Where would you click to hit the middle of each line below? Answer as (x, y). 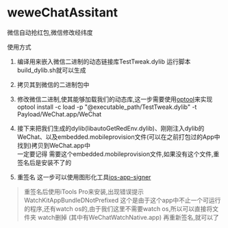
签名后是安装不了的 (44, 162)
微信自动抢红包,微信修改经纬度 (50, 32)
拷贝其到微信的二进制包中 (53, 84)
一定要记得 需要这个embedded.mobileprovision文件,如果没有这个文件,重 (118, 154)
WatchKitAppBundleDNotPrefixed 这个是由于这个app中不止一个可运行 (122, 200)
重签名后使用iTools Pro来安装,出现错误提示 (84, 191)
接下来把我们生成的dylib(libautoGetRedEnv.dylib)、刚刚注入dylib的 (111, 128)
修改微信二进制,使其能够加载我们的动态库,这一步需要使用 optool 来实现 (115, 99)
